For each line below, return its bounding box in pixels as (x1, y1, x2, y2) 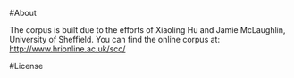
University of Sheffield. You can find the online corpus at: (9, 35, 221, 44)
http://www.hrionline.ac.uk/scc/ (9, 43, 126, 54)
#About (9, 8, 38, 18)
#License (9, 61, 44, 71)
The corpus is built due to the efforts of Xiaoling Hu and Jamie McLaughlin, (9, 25, 286, 35)
